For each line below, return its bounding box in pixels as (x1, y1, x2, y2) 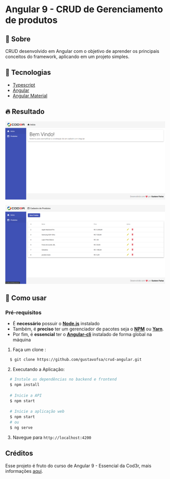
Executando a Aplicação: (12, 367, 65, 373)
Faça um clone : (12, 347, 47, 353)
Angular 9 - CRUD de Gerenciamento (5, 4, 163, 15)
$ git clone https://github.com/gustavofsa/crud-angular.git (10, 357, 142, 362)
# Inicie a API (10, 393, 42, 398)
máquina (12, 337, 31, 343)
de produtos (5, 14, 58, 26)
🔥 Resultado (5, 107, 45, 116)
